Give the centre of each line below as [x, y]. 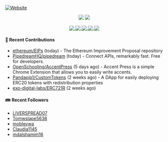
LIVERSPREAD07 [30, 113]
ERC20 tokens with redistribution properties [58, 83]
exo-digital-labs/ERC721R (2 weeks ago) [54, 88]
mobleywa [23, 123]
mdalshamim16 [28, 134]
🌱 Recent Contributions [30, 40]
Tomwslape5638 [30, 118]
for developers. [28, 61]
